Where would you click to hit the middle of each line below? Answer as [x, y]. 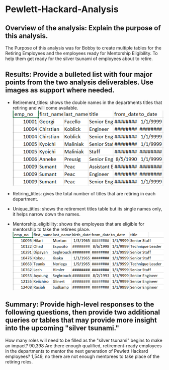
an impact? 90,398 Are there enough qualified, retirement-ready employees [83, 346]
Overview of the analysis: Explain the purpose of [83, 28]
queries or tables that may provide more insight [81, 320]
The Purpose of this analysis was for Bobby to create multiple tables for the [83, 48]
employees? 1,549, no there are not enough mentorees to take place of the [82, 356]
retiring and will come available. [45, 108]
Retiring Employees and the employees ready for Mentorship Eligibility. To [82, 53]
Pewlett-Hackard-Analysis [62, 9]
